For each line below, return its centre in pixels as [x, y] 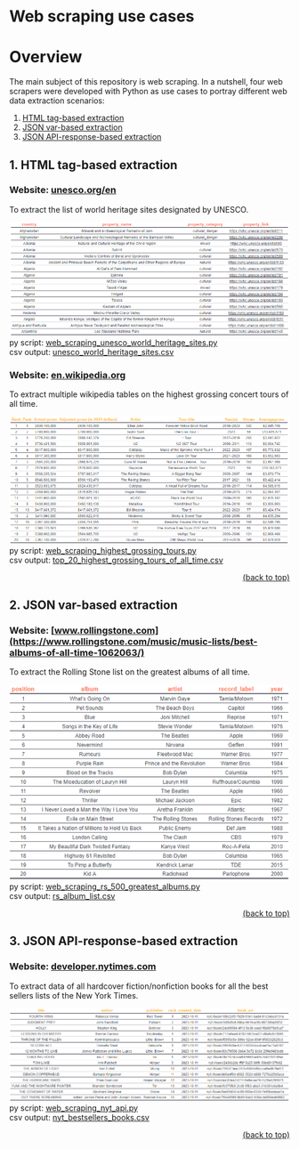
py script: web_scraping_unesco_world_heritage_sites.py [113, 343]
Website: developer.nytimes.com [83, 967]
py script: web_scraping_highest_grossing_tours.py [103, 550]
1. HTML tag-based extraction [93, 165]
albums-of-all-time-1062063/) [77, 653]
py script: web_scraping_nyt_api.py [74, 1108]
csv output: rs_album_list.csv [62, 896]
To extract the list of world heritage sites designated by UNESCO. [129, 209]
